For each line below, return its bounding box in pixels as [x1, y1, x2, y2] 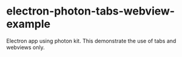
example [6, 17, 51, 31]
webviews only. [6, 44, 45, 51]
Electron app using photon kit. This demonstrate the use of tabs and [6, 37, 177, 44]
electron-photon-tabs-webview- [6, 4, 175, 18]
